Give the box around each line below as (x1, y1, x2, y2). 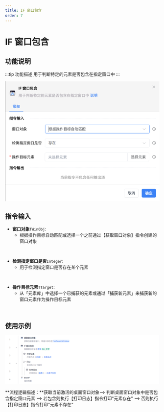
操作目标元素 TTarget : (12, 284, 55, 290)
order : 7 (5, 13, 23, 18)
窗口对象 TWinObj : (12, 226, 47, 232)
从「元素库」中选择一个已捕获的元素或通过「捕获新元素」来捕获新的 (19, 290, 157, 296)
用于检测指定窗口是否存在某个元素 (19, 264, 89, 270)
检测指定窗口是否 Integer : (12, 258, 64, 264)
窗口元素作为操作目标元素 (19, 297, 71, 302)
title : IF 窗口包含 (5, 8, 42, 13)
